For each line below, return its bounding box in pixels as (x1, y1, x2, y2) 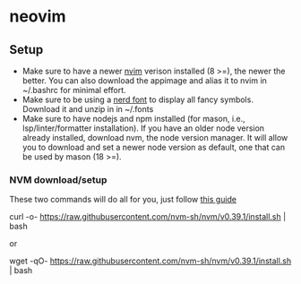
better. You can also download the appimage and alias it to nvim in (21, 75, 267, 86)
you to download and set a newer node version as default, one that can (21, 142, 285, 152)
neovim (9, 6, 66, 27)
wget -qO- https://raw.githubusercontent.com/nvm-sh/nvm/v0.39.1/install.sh (9, 255, 292, 266)
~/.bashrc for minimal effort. (21, 85, 127, 95)
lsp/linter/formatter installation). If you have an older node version (21, 123, 265, 133)
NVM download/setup (9, 173, 107, 185)
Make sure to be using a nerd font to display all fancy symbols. (21, 94, 254, 105)
